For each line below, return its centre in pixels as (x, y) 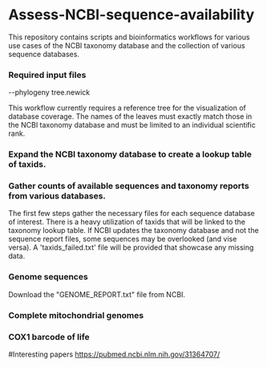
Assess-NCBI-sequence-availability (131, 15)
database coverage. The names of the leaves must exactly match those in (130, 116)
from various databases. (57, 196)
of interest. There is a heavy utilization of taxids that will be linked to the (127, 222)
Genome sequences (48, 277)
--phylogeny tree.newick (49, 92)
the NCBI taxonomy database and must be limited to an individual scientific (132, 125)
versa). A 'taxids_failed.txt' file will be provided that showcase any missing (131, 247)
